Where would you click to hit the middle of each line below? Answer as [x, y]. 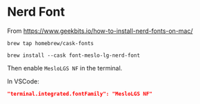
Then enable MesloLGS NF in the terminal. [65, 68]
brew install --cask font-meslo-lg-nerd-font [73, 55]
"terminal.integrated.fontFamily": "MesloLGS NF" [80, 94]
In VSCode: [23, 81]
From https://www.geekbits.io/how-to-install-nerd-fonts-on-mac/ [100, 31]
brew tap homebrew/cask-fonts [51, 43]
